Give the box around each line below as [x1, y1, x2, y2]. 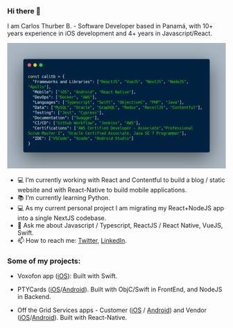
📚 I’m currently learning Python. [17, 193, 110, 201]
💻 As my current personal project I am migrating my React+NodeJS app [17, 203, 224, 212]
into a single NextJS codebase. [17, 214, 107, 222]
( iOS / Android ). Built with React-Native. [17, 313, 128, 321]
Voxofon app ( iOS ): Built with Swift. [17, 272, 118, 280]
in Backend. [17, 293, 51, 300]
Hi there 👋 [7, 6, 42, 16]
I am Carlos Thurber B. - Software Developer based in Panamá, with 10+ [7, 22, 214, 30]
